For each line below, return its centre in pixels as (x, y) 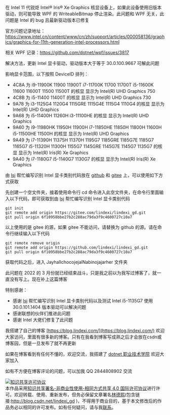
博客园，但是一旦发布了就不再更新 (41, 343)
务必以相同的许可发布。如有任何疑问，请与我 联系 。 (63, 407)
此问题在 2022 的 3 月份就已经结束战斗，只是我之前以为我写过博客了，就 (81, 273)
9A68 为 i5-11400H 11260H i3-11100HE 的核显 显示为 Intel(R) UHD (81, 115)
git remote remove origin (32, 243)
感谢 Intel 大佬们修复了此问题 (43, 320)
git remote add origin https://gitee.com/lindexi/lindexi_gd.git (75, 213)
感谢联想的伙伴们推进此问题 (41, 313)
